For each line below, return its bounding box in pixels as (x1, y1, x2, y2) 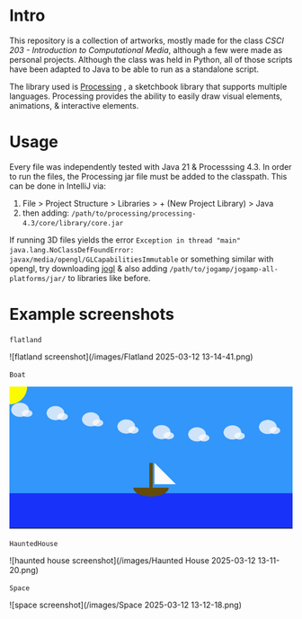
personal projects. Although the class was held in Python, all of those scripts (9, 54, 293, 65)
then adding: (22, 208, 70, 218)
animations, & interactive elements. (9, 100, 139, 111)
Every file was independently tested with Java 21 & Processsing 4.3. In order (9, 161, 292, 172)
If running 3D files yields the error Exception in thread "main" (9, 234, 241, 245)
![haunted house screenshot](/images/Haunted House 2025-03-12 (9, 555, 256, 566)
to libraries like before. (67, 272, 151, 283)
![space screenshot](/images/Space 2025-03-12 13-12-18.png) (9, 599, 243, 611)
